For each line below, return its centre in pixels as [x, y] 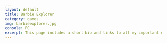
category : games [22, 19]
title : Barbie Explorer [30, 14]
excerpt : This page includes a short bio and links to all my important [82, 33]
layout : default [22, 10]
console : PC [17, 28]
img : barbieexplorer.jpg [31, 23]
